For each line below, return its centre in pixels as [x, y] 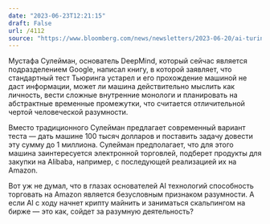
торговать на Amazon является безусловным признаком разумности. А [131, 194]
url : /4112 [27, 31]
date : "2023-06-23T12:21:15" [57, 16]
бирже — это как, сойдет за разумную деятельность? [101, 212]
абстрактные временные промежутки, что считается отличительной [127, 104]
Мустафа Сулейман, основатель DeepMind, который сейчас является [128, 61]
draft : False [30, 23]
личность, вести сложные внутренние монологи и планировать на [123, 95]
